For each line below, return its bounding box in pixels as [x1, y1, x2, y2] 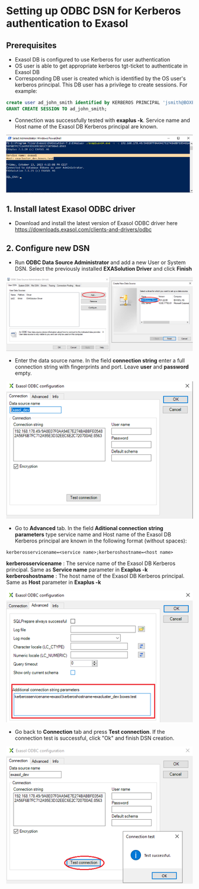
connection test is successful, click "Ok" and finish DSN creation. [14, 734, 175, 742]
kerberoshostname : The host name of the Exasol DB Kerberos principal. [6, 573, 185, 580]
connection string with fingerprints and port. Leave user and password [14, 363, 189, 370]
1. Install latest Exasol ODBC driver [6, 204, 136, 214]
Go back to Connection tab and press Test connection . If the [14, 728, 165, 736]
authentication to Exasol [6, 17, 129, 30]
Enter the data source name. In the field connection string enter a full [14, 357, 185, 364]
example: [14, 88, 37, 94]
